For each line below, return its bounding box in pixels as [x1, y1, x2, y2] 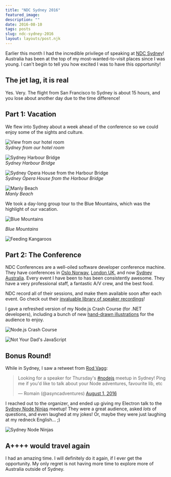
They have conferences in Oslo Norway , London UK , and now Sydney [5, 270, 153, 276]
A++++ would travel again [5, 442, 90, 450]
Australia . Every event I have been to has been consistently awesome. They [5, 275, 165, 281]
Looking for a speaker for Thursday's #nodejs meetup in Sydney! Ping [17, 375, 166, 381]
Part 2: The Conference [5, 250, 82, 259]
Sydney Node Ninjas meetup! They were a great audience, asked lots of [5, 406, 157, 412]
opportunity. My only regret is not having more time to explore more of [5, 460, 154, 467]
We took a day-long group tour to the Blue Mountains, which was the [5, 201, 151, 207]
